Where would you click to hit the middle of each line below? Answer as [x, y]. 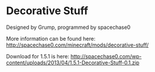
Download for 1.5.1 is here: [38, 56]
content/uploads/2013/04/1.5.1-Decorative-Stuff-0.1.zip [73, 63]
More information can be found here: [51, 38]
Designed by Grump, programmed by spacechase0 [68, 27]
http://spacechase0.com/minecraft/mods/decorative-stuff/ [77, 45]
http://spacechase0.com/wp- [106, 56]
